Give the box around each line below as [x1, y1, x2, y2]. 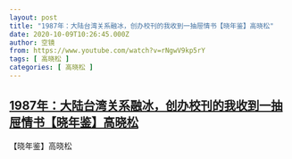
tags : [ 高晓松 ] [9, 54, 70, 63]
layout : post [9, 13, 58, 22]
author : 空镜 [9, 38, 55, 47]
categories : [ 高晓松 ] [9, 63, 94, 72]
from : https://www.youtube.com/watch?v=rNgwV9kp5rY [9, 46, 205, 55]
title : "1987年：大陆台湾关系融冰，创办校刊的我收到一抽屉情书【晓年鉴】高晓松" [9, 21, 274, 30]
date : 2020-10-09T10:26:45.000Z [9, 29, 129, 38]
